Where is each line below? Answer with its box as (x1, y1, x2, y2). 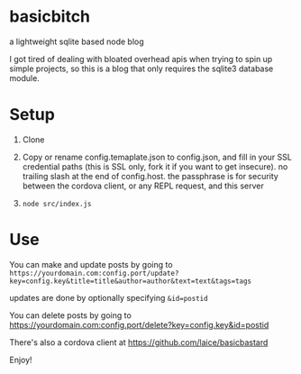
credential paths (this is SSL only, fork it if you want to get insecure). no (22, 160, 288, 172)
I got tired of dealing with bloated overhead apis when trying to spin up (9, 53, 273, 64)
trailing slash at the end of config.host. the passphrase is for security (22, 170, 279, 181)
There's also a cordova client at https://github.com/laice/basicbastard (9, 336, 269, 348)
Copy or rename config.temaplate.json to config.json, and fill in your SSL (22, 151, 293, 162)
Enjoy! (9, 354, 33, 365)
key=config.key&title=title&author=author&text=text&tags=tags (9, 277, 252, 286)
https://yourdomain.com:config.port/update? (9, 269, 179, 278)
